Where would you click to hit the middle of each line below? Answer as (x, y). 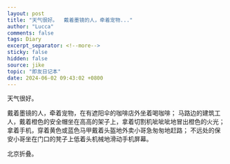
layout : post (26, 13)
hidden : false (28, 59)
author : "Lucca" (30, 26)
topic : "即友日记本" (34, 71)
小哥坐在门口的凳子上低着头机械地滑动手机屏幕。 (83, 139)
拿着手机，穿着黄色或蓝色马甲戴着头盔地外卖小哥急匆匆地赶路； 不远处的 (111, 130)
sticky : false (28, 53)
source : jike (26, 65)
